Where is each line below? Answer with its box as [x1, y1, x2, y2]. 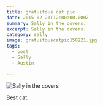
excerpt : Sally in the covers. [6, 26, 86, 32]
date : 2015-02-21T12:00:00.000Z [6, 15, 89, 21]
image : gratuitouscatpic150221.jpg [6, 37, 97, 43]
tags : [6, 43, 20, 49]
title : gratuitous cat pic [6, 9, 75, 15]
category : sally [6, 32, 48, 38]
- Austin [12, 60, 34, 66]
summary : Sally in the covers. [6, 20, 86, 26]
